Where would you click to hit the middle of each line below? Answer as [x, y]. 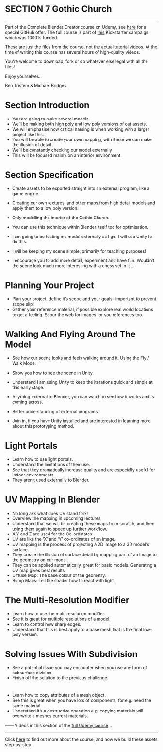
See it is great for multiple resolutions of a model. [61, 619]
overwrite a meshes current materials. [50, 716]
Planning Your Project [50, 285]
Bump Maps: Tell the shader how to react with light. [63, 580]
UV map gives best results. [39, 570]
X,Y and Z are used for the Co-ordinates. [53, 534]
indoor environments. [33, 475]
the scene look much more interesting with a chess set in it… [73, 266]
